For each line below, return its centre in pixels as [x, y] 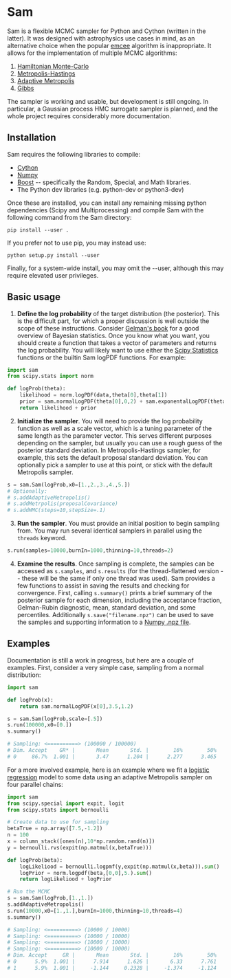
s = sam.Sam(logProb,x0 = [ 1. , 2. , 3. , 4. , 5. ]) [69, 485]
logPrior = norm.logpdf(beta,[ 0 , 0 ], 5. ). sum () [86, 873]
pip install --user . [38, 230]
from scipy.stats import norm [51, 376]
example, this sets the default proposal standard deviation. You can [112, 457]
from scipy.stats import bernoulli [58, 810]
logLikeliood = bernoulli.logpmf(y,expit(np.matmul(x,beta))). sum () [120, 867]
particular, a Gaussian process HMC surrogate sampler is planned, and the [113, 109]
